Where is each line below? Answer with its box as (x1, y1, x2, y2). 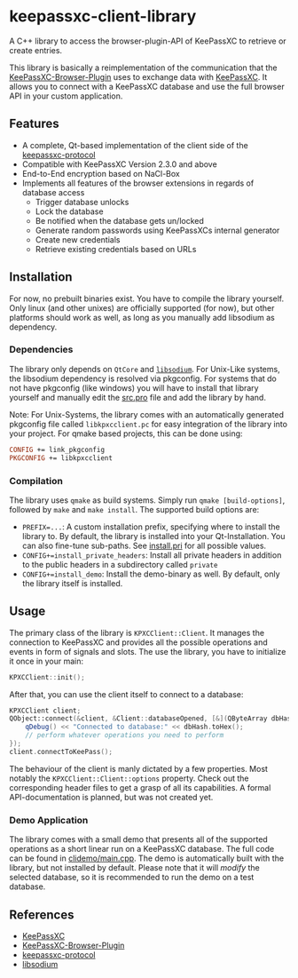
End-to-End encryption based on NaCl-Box (21, 168, 180, 179)
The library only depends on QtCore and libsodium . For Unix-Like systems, (9, 363, 281, 374)
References (9, 907, 74, 922)
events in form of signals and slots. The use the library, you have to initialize (9, 646, 286, 656)
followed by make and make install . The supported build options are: (9, 504, 260, 514)
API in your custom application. (9, 91, 123, 101)
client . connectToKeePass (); (9, 747, 114, 756)
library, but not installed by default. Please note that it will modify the (9, 863, 260, 873)
